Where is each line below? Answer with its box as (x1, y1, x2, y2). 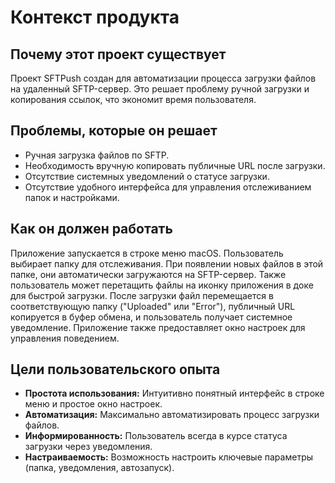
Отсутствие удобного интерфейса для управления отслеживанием (24, 181, 312, 193)
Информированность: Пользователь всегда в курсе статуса (24, 430, 288, 442)
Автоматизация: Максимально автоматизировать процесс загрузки (24, 409, 320, 421)
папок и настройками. (24, 191, 120, 203)
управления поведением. (10, 332, 120, 344)
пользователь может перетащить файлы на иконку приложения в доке (10, 279, 314, 291)
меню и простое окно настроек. (24, 398, 163, 410)
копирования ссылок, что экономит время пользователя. (10, 94, 257, 105)
